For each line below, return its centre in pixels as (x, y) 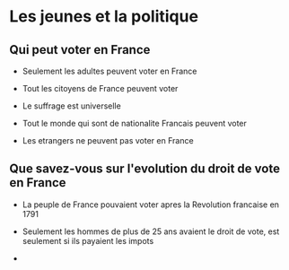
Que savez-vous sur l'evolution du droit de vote (145, 169)
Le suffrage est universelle (71, 106)
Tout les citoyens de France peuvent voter (100, 88)
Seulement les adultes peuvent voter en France (109, 71)
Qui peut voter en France (80, 50)
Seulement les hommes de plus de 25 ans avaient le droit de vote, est (151, 231)
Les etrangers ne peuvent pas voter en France (108, 140)
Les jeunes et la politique (104, 17)
